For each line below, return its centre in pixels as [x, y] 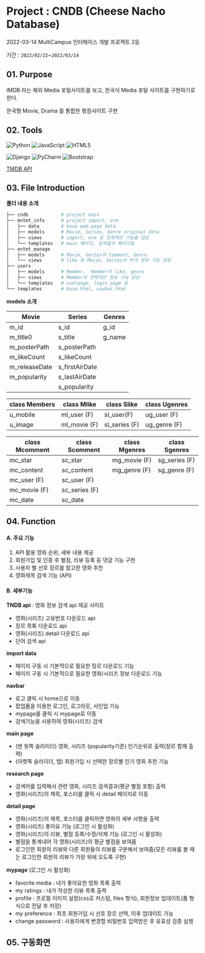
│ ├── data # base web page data [61, 226]
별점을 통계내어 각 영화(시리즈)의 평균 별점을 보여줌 [76, 842]
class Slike [122, 404]
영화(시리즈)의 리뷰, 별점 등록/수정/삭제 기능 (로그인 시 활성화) [88, 834]
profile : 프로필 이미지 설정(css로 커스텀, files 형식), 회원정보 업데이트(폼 [101, 898]
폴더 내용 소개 [22, 204]
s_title [67, 337]
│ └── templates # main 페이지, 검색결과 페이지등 [70, 243]
